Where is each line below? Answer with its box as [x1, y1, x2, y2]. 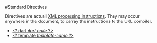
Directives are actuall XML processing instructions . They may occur [5, 13, 140, 19]
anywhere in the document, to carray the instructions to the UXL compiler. [5, 19, 153, 24]
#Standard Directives [5, 4, 47, 10]
